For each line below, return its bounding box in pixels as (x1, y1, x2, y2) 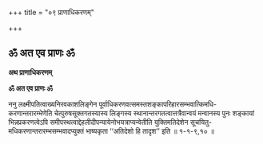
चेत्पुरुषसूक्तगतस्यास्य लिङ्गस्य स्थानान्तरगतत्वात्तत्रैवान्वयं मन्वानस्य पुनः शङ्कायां (54, 108, 254, 118)
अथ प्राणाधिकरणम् (8, 68, 53, 77)
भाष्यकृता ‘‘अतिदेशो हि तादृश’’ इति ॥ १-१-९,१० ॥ (85, 126, 215, 135)
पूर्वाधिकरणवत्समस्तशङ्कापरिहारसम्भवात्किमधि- (98, 99, 217, 109)
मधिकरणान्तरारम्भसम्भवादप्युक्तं (8, 126, 85, 135)
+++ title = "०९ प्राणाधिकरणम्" (8, 8, 94, 17)
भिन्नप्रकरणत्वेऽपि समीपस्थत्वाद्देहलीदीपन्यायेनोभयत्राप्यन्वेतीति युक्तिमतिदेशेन (8, 117, 189, 126)
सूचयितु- (189, 117, 213, 126)
